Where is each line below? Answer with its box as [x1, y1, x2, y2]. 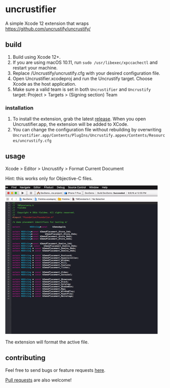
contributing [5, 354, 46, 362]
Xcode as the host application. [12, 81, 77, 87]
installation [5, 104, 34, 111]
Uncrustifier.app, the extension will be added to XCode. [12, 121, 128, 127]
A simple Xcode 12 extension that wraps [5, 20, 89, 26]
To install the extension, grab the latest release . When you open [12, 116, 146, 122]
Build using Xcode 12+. [12, 54, 61, 60]
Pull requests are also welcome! [5, 377, 72, 383]
